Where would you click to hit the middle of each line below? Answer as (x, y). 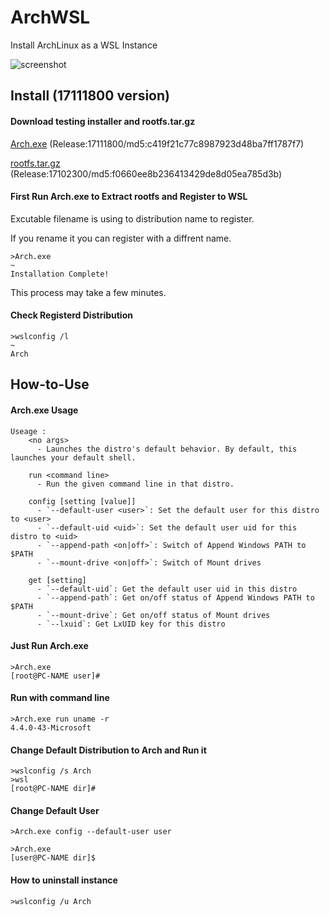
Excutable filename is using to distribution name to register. (132, 218)
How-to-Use (50, 384)
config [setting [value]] (82, 501)
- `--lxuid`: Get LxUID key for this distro (131, 624)
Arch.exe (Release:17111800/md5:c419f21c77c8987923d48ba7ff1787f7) (157, 143)
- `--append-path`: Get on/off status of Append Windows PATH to (175, 597)
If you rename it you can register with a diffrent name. (121, 238)
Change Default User (55, 810)
